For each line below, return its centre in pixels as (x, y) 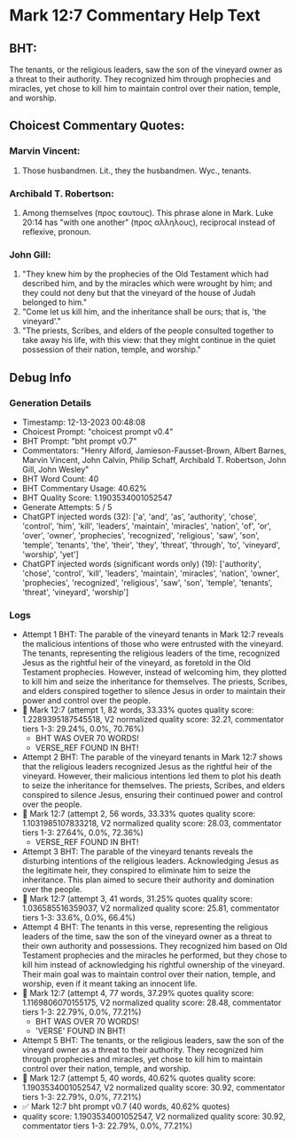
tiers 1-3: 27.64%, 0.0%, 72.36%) (82, 833)
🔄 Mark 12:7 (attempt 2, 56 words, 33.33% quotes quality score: (139, 814)
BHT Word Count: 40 (60, 478)
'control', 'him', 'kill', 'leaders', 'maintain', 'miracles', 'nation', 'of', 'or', (147, 526)
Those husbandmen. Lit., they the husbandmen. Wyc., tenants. (136, 171)
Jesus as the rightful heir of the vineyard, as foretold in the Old (136, 663)
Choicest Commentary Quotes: (97, 126)
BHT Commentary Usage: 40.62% (85, 488)
